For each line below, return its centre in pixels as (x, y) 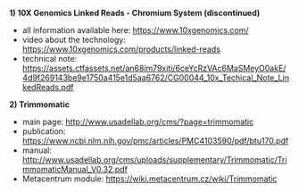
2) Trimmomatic (39, 105)
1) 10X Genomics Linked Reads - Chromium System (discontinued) (135, 13)
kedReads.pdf (48, 87)
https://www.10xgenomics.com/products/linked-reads (121, 49)
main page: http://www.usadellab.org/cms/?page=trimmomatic (138, 122)
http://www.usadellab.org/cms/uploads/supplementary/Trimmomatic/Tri (154, 159)
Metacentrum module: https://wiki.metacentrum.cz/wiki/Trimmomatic (149, 179)
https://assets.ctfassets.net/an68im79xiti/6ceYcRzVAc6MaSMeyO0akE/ (154, 68)
